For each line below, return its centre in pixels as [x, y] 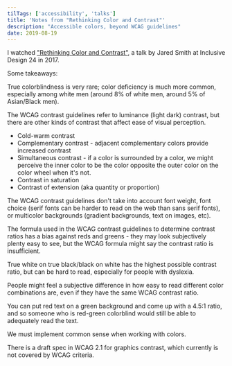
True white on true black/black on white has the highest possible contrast [112, 265]
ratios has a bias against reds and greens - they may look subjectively [107, 236]
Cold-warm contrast [46, 136]
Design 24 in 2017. [34, 60]
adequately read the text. [43, 321]
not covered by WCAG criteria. [51, 355]
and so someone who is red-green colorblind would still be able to [101, 313]
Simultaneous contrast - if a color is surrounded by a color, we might [115, 158]
